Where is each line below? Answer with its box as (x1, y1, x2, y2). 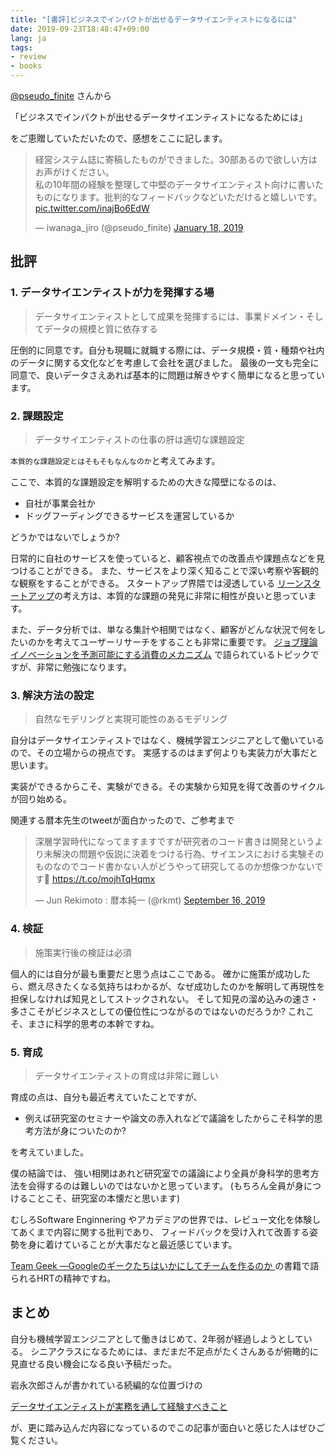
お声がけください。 (34, 166, 115, 178)
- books (10, 61, 43, 71)
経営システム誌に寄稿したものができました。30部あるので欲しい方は (34, 154, 318, 165)
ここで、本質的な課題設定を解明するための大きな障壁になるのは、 (10, 476, 282, 488)
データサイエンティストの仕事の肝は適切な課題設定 (34, 433, 245, 445)
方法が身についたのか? (33, 1124, 127, 1136)
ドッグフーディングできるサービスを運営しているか (24, 509, 235, 521)
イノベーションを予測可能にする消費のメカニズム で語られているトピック (10, 648, 311, 660)
